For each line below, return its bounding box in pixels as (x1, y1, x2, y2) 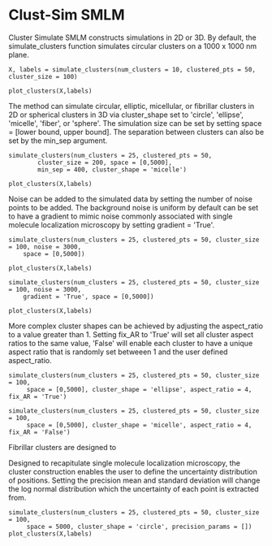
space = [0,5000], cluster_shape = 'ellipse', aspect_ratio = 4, (26, 385, 253, 393)
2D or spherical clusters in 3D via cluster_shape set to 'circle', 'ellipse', (8, 110, 244, 119)
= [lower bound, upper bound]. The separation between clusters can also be (8, 127, 265, 136)
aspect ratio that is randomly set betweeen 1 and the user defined (8, 347, 228, 357)
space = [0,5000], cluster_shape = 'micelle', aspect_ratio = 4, (26, 421, 253, 429)
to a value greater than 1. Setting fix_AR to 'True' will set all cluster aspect (8, 329, 254, 339)
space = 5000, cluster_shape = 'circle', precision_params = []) (26, 522, 253, 531)
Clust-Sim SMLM (8, 6, 125, 24)
